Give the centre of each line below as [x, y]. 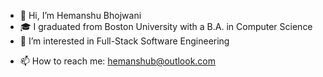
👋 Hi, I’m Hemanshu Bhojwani [80, 15]
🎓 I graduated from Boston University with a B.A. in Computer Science [166, 26]
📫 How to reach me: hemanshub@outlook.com [118, 61]
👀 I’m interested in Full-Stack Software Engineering [124, 41]
